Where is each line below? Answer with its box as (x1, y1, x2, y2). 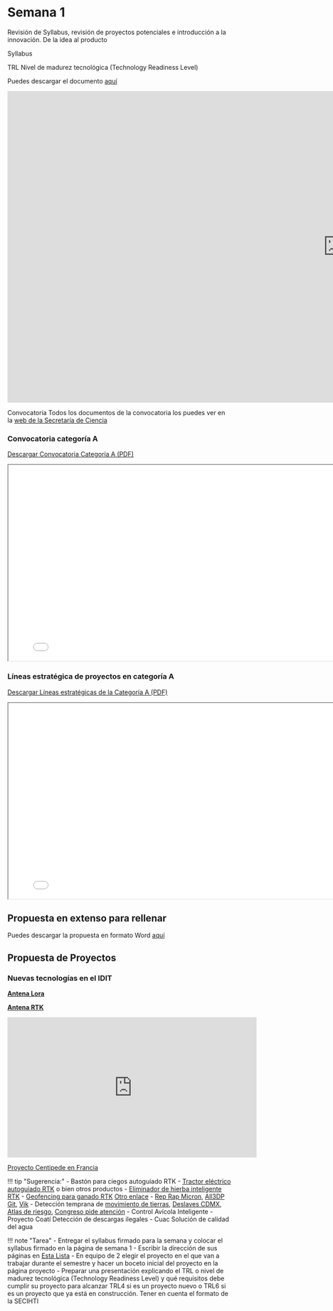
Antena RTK (7, 1003, 44, 1012)
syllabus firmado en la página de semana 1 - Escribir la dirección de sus (7, 1244, 218, 1253)
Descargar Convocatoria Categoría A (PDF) (7, 450, 134, 459)
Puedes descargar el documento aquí (7, 76, 117, 85)
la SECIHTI (7, 1297, 39, 1305)
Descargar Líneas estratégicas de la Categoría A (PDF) (7, 688, 168, 696)
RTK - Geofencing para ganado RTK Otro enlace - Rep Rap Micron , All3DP (7, 1192, 226, 1201)
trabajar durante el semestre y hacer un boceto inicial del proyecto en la (7, 1259, 218, 1268)
